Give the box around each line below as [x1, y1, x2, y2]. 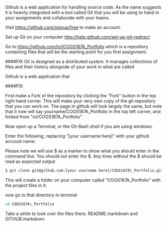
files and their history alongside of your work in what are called [5, 64, 134, 70]
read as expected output [5, 158, 56, 164]
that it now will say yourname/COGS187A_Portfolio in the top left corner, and [5, 109, 161, 114]
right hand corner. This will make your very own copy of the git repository [5, 98, 156, 104]
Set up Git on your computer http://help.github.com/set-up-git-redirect [5, 34, 150, 40]
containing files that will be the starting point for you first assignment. [5, 49, 148, 55]
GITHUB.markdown [5, 216, 45, 222]
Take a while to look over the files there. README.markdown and [5, 211, 138, 217]
